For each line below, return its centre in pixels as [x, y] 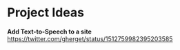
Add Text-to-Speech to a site [49, 32]
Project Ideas [46, 13]
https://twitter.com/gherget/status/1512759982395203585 [90, 38]
